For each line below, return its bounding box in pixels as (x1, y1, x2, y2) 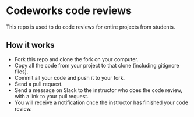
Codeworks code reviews (6, 4, 132, 17)
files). (14, 68, 29, 75)
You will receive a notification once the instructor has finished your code (14, 99, 189, 106)
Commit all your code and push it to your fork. (14, 74, 125, 81)
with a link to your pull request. (14, 93, 89, 100)
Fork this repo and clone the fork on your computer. (14, 55, 139, 62)
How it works (6, 40, 55, 50)
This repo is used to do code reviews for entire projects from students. (6, 23, 175, 30)
